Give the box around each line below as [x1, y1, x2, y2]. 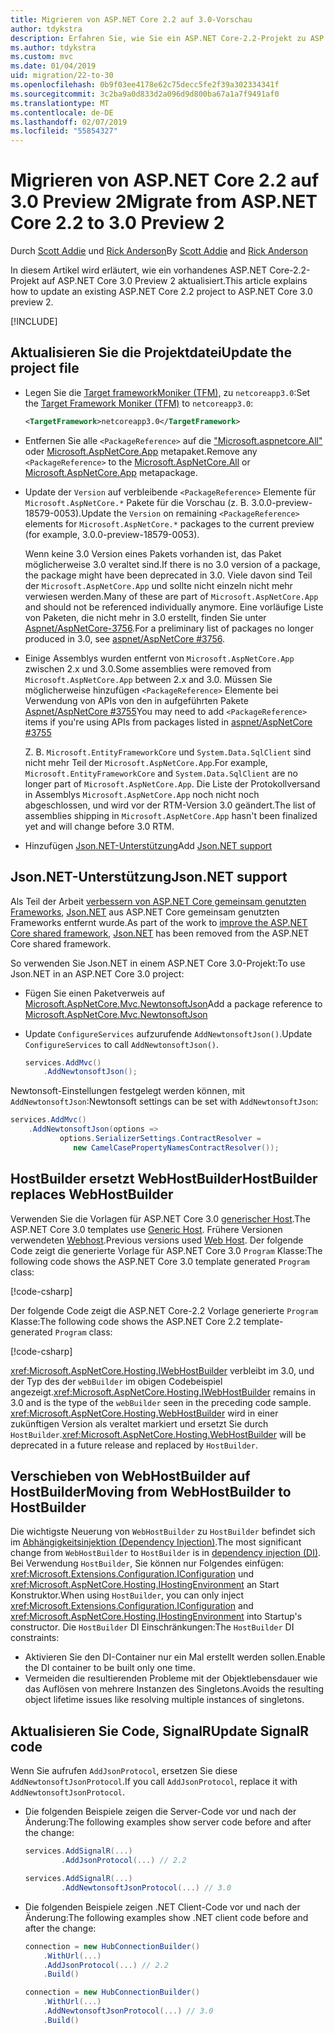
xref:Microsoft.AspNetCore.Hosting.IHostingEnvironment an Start [10, 1579, 280, 1591]
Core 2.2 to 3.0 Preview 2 [10, 212, 225, 235]
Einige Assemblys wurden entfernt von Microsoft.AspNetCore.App [24, 652, 295, 664]
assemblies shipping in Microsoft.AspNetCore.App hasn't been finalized [24, 809, 318, 821]
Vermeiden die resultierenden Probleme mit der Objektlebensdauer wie [24, 1672, 318, 1685]
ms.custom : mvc [10, 52, 74, 62]
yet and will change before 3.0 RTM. [24, 820, 175, 832]
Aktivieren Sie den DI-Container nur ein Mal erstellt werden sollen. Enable [24, 1651, 326, 1663]
